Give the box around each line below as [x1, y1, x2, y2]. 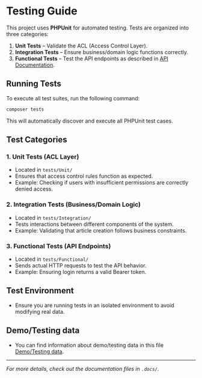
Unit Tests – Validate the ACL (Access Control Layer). [14, 42, 148, 49]
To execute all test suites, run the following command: [6, 94, 140, 102]
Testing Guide [6, 4, 78, 18]
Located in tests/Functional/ [14, 255, 89, 263]
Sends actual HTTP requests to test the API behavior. [14, 261, 147, 269]
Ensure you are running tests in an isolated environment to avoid [14, 302, 174, 309]
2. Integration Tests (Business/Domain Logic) [6, 200, 141, 209]
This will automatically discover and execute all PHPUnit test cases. [6, 117, 173, 124]
